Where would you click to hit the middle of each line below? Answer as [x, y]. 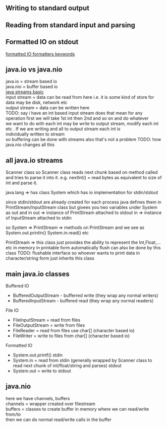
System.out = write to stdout [42, 371]
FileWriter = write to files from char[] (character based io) [71, 336]
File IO [12, 310]
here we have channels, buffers [38, 398]
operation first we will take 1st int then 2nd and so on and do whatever [77, 118]
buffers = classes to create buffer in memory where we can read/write [77, 409]
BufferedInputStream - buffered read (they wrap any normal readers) [83, 301]
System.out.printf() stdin [38, 355]
